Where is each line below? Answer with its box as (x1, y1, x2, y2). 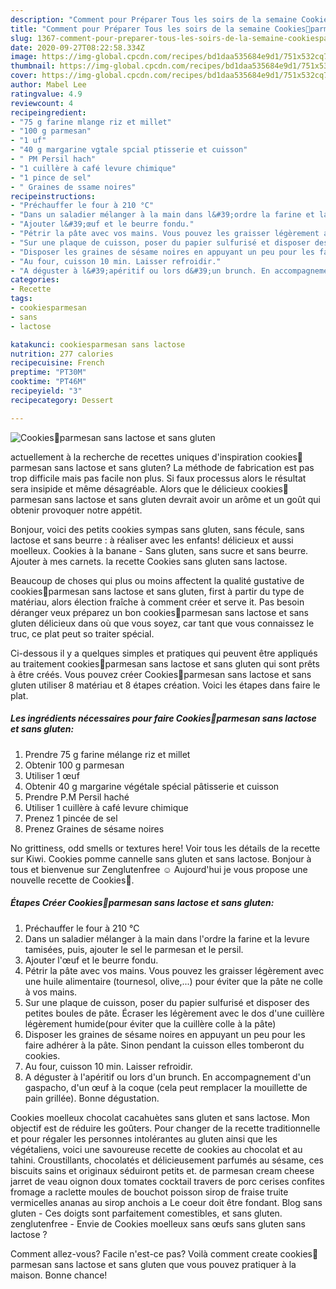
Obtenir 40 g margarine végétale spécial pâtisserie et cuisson (24, 780, 280, 792)
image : (10, 52, 38, 62)
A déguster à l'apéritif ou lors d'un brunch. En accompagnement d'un (24, 1071, 312, 1083)
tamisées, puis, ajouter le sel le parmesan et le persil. (24, 943, 244, 955)
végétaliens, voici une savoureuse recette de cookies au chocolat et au (10, 1143, 303, 1155)
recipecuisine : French (10, 358, 105, 368)
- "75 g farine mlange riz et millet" (10, 117, 172, 127)
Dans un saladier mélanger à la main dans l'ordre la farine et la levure (24, 932, 310, 945)
